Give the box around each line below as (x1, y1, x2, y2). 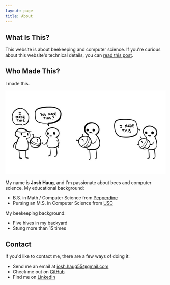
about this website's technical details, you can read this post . (5, 52, 133, 58)
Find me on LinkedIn (12, 274, 55, 280)
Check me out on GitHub (12, 269, 65, 275)
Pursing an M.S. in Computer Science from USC (12, 200, 114, 206)
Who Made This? (5, 67, 60, 75)
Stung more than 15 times (12, 225, 66, 231)
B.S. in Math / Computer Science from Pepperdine (12, 194, 118, 201)
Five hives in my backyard (12, 220, 68, 226)
